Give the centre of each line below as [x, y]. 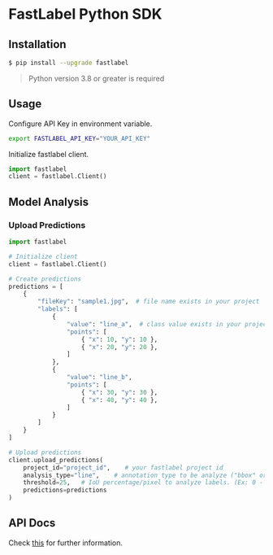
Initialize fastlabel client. [49, 154]
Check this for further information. [66, 543]
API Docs [32, 523]
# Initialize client [43, 256]
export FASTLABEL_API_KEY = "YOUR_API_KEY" [80, 138]
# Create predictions [45, 279]
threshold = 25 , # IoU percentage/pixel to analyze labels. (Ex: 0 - [143, 483]
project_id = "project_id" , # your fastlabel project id [123, 468]
